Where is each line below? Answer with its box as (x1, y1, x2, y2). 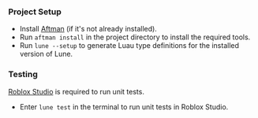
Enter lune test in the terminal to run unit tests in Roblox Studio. (19, 101, 229, 112)
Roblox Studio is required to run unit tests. (8, 87, 144, 96)
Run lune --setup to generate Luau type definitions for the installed (19, 41, 239, 50)
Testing (8, 69, 38, 80)
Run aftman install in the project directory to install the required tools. (19, 32, 251, 42)
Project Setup (8, 6, 62, 17)
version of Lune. (19, 50, 73, 59)
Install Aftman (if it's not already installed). (19, 24, 158, 34)
